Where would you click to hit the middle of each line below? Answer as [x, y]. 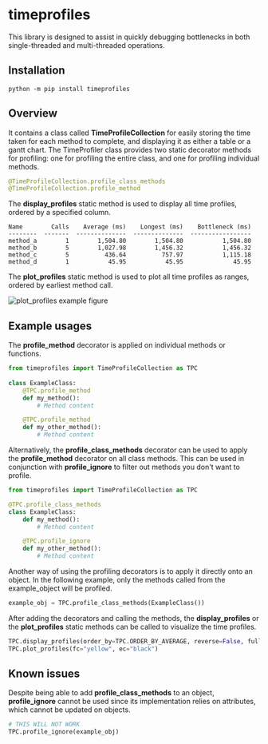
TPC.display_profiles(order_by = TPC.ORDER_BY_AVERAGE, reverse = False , [126, 641]
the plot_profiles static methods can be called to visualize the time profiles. [132, 627]
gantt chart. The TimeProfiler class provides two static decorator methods [130, 149]
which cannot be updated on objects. [69, 710]
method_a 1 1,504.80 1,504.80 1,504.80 [130, 241]
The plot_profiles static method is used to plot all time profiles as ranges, [129, 277]
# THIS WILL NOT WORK [44, 725]
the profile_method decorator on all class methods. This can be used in [126, 458]
